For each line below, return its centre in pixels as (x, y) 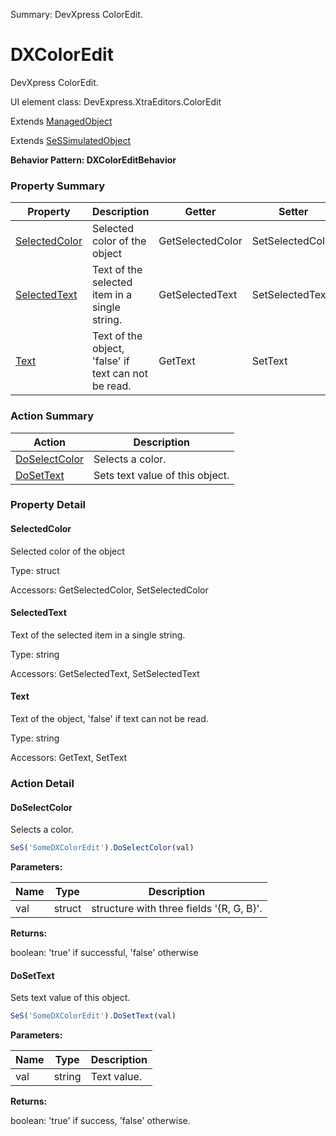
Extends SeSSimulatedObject (70, 140)
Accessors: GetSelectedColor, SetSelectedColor (109, 590)
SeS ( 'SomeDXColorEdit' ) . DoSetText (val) (93, 1016)
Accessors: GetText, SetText (69, 758)
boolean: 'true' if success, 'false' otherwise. (100, 1121)
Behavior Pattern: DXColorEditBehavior (93, 160)
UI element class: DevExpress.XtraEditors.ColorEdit (116, 101)
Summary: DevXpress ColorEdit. (76, 14)
